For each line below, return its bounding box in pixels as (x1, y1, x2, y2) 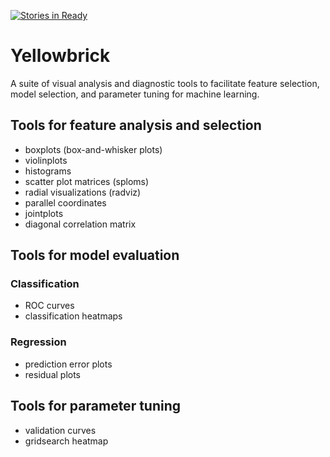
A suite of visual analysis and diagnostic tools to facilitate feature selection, (10, 77, 320, 89)
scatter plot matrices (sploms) (24, 175, 150, 187)
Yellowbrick (10, 45, 111, 67)
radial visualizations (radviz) (24, 186, 142, 198)
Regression (10, 335, 67, 349)
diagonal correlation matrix (24, 218, 137, 230)
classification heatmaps (24, 310, 123, 322)
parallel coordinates (24, 196, 107, 209)
